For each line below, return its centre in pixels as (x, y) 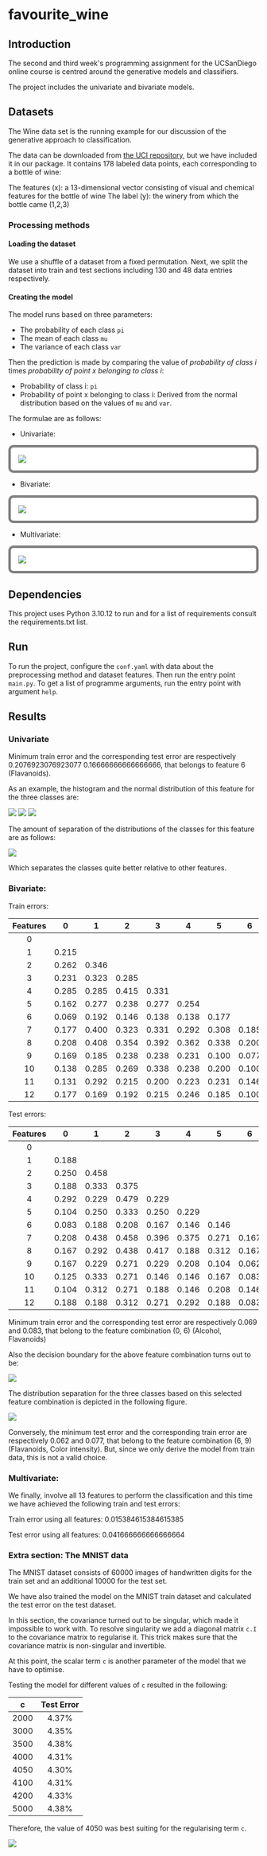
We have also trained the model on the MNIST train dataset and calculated (130, 1596)
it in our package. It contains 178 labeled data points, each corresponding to (132, 163)
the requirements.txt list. (48, 622)
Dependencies (45, 594)
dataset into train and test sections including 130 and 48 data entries (120, 270)
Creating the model (41, 297)
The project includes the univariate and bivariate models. (101, 87)
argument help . (33, 691)
